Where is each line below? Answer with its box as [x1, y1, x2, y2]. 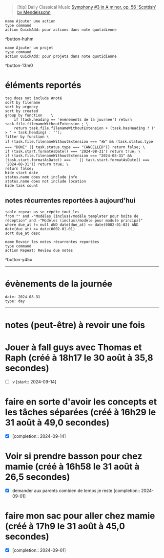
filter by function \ [5, 134, 49, 139]
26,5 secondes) [5, 471, 70, 483]
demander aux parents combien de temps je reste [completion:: [12, 488, 140, 493]
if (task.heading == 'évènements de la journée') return [14, 117, 132, 122]
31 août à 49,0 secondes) [5, 417, 110, 428]
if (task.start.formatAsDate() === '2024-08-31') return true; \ [5, 149, 141, 154]
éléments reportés [5, 80, 82, 91]
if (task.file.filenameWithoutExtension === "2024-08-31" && [5, 153, 132, 158]
